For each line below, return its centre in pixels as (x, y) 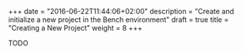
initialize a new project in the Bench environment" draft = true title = (119, 20)
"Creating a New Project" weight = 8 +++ (76, 28)
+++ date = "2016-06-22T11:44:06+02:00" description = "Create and (121, 11)
